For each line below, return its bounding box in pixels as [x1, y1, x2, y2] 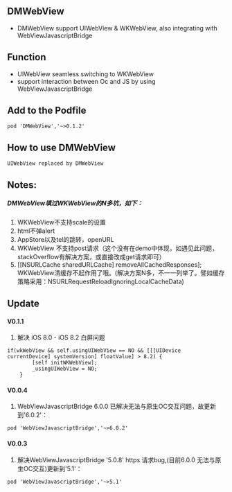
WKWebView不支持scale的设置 [17, 218, 106, 226]
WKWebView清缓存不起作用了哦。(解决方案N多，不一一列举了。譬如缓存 [17, 268, 225, 276]
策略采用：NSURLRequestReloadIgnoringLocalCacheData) [17, 277, 185, 285]
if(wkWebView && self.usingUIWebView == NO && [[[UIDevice [7, 347, 181, 354]
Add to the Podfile [7, 105, 87, 116]
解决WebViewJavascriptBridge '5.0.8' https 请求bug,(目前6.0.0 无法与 [17, 455, 215, 464]
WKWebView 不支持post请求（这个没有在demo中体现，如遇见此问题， [17, 244, 218, 252]
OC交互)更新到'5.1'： [23, 464, 82, 473]
